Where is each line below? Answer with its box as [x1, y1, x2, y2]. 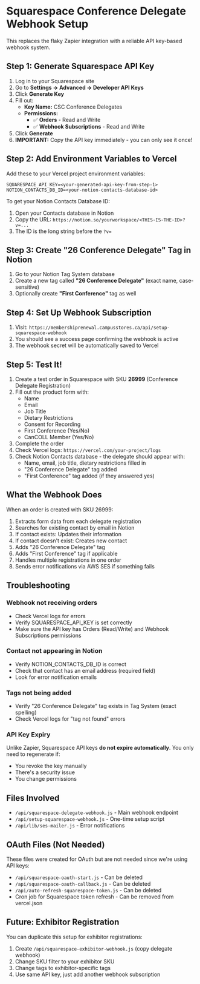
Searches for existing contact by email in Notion [15, 524, 135, 531]
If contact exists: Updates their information [15, 530, 122, 537]
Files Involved [6, 793, 60, 803]
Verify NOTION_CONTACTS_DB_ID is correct [15, 660, 127, 668]
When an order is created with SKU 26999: [6, 505, 114, 513]
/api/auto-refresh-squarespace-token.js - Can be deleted [15, 887, 162, 894]
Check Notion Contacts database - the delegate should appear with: [15, 453, 185, 460]
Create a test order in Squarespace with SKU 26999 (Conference [15, 376, 178, 383]
